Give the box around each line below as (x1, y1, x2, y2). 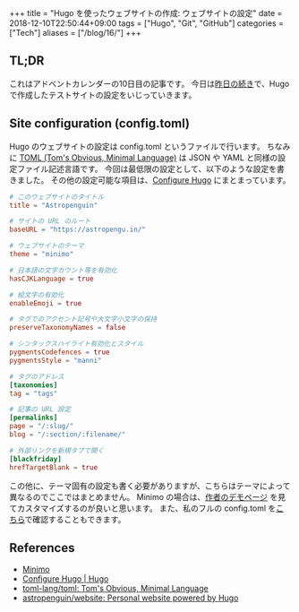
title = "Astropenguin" (9, 201, 98, 210)
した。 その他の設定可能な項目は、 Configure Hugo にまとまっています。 (24, 174, 291, 185)
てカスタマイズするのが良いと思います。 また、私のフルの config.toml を (9, 503, 277, 513)
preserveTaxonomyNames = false (9, 323, 126, 332)
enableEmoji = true (9, 298, 82, 307)
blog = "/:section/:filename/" (9, 430, 126, 439)
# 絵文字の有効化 (9, 290, 64, 299)
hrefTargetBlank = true (9, 462, 98, 472)
